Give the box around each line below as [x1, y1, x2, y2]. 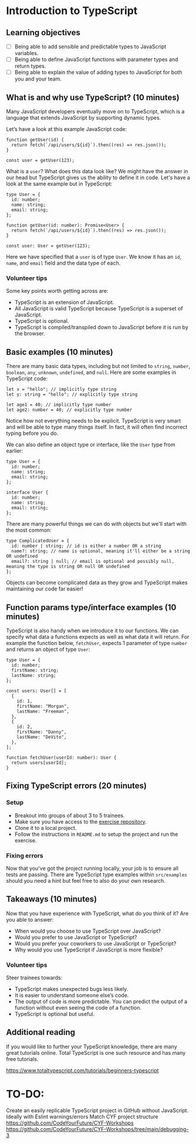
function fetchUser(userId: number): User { [6, 754, 117, 761]
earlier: [6, 447, 23, 454]
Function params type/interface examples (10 [6, 602, 177, 612]
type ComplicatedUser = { [6, 538, 69, 544]
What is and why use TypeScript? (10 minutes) [6, 92, 180, 102]
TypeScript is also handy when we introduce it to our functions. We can [6, 627, 179, 634]
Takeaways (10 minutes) [6, 894, 97, 905]
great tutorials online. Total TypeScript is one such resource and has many [6, 1049, 186, 1056]
